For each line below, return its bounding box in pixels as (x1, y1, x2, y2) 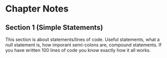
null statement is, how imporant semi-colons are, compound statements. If (5, 42, 162, 48)
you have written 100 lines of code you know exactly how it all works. (5, 47, 151, 53)
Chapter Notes (5, 3, 69, 15)
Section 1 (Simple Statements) (5, 23, 103, 32)
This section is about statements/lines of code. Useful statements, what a (5, 36, 160, 42)
